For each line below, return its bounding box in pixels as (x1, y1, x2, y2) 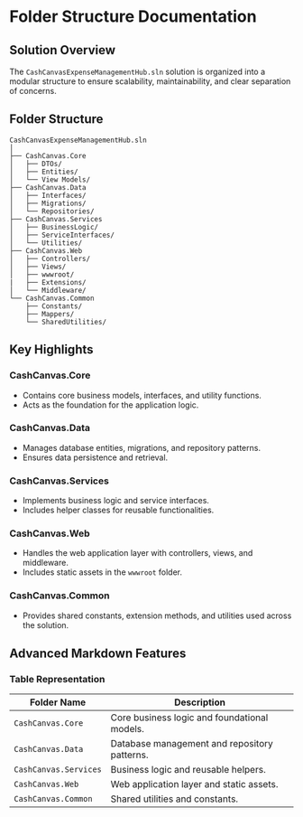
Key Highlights (9, 342, 94, 358)
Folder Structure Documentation (9, 6, 257, 27)
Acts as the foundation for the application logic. (22, 399, 199, 410)
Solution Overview (9, 42, 115, 58)
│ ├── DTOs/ (9, 159, 63, 168)
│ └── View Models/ (9, 174, 91, 184)
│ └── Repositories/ (9, 206, 95, 216)
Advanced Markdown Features (9, 646, 187, 662)
